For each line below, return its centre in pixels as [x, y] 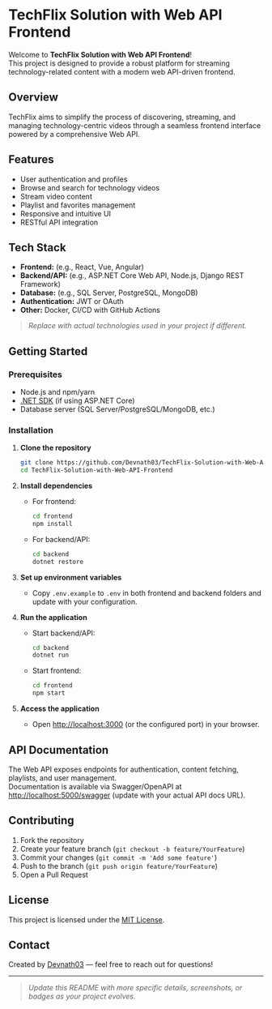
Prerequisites [35, 374]
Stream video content [56, 196]
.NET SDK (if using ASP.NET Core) [77, 401]
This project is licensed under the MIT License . [87, 919]
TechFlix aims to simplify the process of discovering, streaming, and [122, 117]
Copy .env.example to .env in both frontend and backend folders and [147, 592]
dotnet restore [57, 562]
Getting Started [48, 351]
